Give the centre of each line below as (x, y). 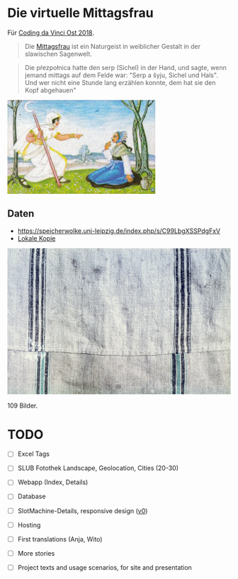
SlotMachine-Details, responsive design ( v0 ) (83, 510)
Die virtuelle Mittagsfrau (80, 13)
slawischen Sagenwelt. (58, 54)
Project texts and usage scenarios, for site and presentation (105, 567)
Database (32, 496)
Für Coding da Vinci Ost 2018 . (51, 33)
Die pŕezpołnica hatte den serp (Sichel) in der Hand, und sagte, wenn (125, 67)
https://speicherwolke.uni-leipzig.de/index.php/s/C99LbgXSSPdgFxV (119, 231)
